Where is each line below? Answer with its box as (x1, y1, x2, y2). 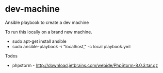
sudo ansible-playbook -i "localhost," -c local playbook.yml (12, 43, 131, 49)
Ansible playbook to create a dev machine (5, 19, 89, 25)
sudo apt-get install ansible (12, 38, 67, 44)
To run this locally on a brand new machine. (5, 29, 92, 35)
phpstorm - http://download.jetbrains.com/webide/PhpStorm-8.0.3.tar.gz (12, 62, 158, 68)
